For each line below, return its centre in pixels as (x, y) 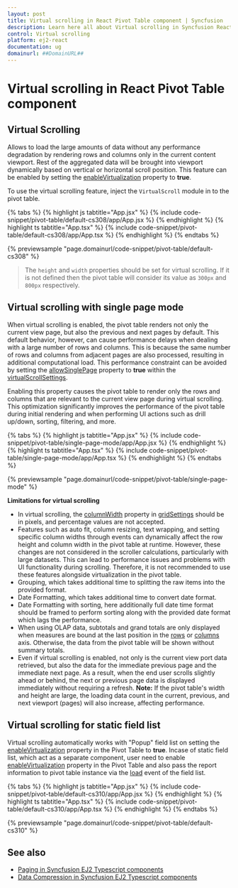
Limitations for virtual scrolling (54, 500)
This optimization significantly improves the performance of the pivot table (116, 406)
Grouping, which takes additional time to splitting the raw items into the (121, 582)
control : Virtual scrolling (49, 34)
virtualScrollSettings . (38, 377)
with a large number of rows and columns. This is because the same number (119, 347)
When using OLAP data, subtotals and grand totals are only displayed (119, 627)
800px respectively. (52, 285)
